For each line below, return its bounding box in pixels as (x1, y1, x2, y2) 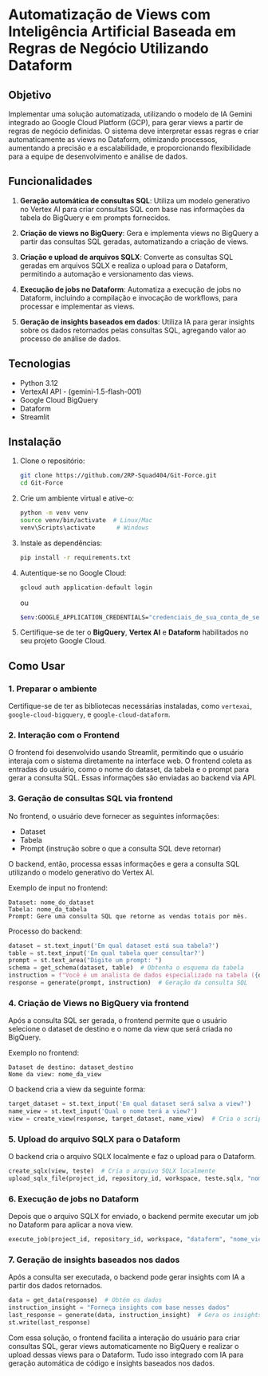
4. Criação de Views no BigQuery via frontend (8, 997, 189, 1008)
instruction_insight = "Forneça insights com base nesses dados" (8, 1303, 230, 1312)
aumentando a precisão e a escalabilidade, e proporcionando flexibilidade (8, 143, 251, 152)
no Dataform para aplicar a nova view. (8, 1220, 133, 1229)
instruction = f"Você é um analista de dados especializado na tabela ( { (8, 971, 259, 980)
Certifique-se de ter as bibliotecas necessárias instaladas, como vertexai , (8, 702, 253, 711)
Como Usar (8, 659, 65, 673)
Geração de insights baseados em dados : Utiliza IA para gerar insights (19, 316, 255, 326)
